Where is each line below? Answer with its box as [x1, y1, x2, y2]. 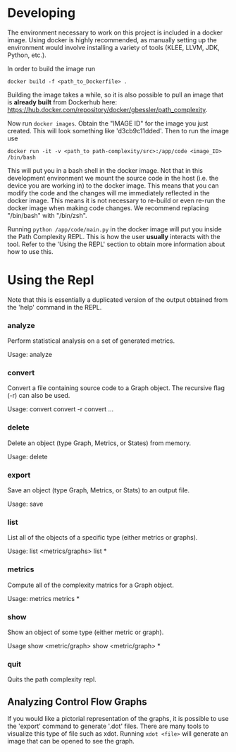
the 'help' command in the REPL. [7, 303, 102, 311]
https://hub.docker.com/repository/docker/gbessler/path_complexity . [7, 105, 208, 114]
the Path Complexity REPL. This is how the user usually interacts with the [7, 232, 221, 241]
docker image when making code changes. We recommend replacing [7, 203, 209, 212]
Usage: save [7, 499, 44, 509]
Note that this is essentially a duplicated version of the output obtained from [7, 295, 228, 304]
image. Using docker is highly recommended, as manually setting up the [7, 35, 217, 44]
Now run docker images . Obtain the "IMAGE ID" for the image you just [7, 119, 209, 128]
